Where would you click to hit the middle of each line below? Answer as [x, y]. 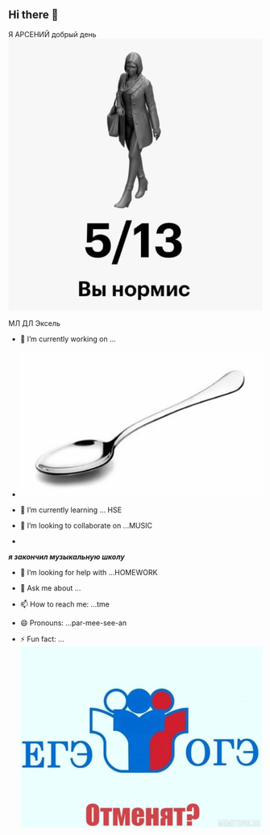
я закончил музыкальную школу [66, 557]
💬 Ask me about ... [50, 588]
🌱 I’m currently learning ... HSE [71, 510]
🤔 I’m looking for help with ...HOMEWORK [89, 572]
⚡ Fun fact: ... [42, 639]
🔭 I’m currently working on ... [68, 339]
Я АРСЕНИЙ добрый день [52, 34]
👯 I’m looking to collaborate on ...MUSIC [86, 525]
